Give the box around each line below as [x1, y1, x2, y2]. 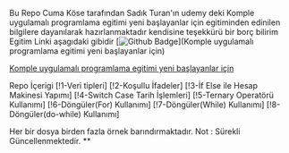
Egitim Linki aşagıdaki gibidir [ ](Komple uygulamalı [9, 36, 254, 47]
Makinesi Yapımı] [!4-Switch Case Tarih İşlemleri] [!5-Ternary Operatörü [9, 89, 275, 100]
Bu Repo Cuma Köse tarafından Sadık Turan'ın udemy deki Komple [9, 8, 255, 18]
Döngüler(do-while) [9, 109, 82, 119]
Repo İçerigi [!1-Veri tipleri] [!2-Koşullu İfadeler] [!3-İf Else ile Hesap [9, 81, 258, 90]
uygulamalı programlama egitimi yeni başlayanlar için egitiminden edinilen [9, 17, 281, 28]
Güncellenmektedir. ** [9, 136, 91, 146]
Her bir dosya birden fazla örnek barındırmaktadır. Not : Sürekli [9, 126, 241, 137]
